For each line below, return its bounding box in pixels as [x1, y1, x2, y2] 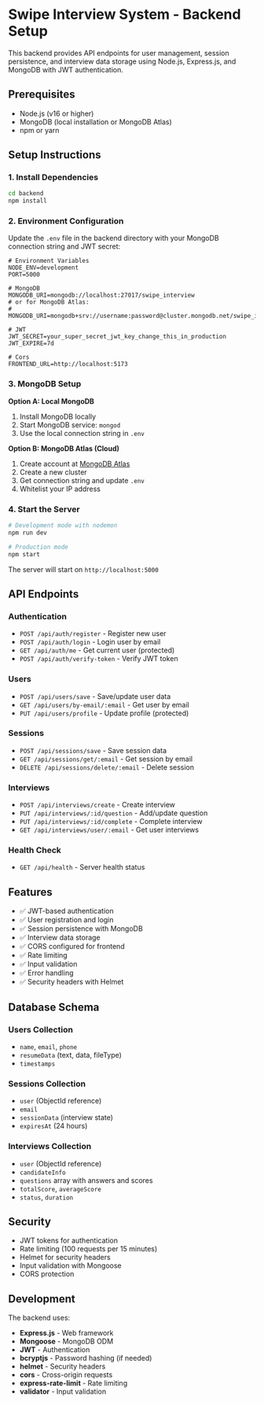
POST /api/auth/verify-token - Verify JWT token [19, 654, 178, 663]
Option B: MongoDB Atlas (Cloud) [8, 443, 120, 453]
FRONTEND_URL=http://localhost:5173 [8, 360, 128, 368]
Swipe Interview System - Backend [8, 6, 241, 24]
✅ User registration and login [19, 915, 114, 925]
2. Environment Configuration [8, 216, 124, 227]
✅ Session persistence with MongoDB [19, 924, 143, 933]
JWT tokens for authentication [19, 1236, 118, 1245]
